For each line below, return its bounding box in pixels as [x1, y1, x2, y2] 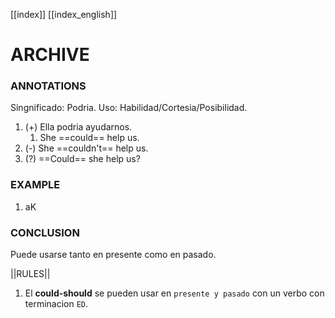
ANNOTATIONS [10, 79, 87, 93]
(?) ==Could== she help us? [24, 153, 141, 165]
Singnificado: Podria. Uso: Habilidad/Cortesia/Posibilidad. [10, 102, 248, 114]
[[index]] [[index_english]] [10, 9, 118, 20]
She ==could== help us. [39, 132, 140, 144]
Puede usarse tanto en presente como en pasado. [10, 249, 217, 261]
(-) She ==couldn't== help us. [24, 142, 149, 154]
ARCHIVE [10, 44, 90, 66]
